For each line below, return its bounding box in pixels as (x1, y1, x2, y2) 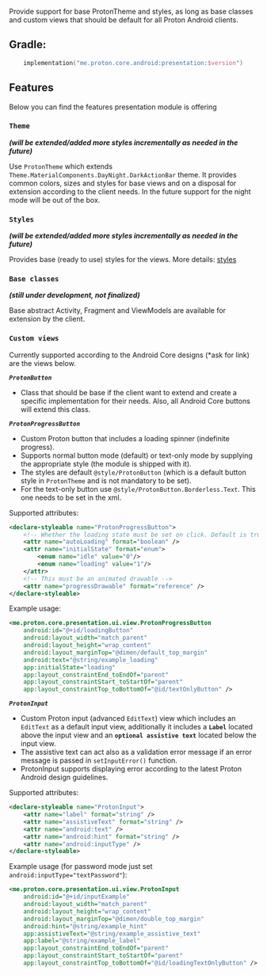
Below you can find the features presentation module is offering (9, 102, 217, 112)
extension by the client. (9, 314, 86, 324)
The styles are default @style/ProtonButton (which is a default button (20, 467, 246, 477)
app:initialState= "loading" (23, 663, 116, 672)
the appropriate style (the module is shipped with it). (20, 459, 193, 468)
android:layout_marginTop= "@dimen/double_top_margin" (23, 915, 204, 923)
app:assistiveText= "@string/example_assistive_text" (23, 930, 201, 938)
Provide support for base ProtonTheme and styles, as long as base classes (9, 7, 254, 16)
